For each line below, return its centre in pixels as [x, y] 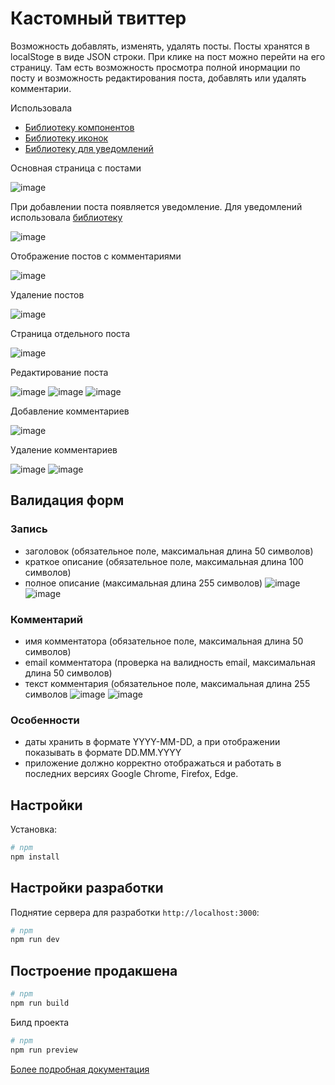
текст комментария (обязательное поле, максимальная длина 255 [167, 683]
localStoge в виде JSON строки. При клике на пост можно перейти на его [168, 56]
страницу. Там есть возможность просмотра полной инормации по [155, 67]
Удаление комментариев [64, 449]
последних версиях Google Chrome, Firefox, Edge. [131, 774]
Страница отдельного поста [70, 333]
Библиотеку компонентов [79, 127]
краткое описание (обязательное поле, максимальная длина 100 [164, 561]
